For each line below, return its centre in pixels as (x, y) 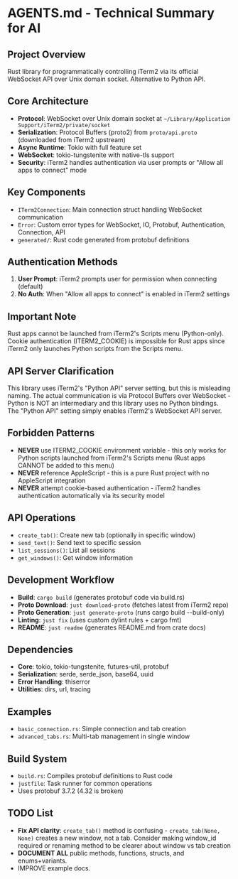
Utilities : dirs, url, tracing (54, 689)
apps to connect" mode (52, 170)
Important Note (42, 317)
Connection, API (42, 232)
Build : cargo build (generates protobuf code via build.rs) (101, 597)
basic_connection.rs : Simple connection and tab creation (102, 729)
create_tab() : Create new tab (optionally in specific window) (107, 535)
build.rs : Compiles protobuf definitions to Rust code (95, 775)
